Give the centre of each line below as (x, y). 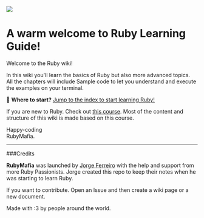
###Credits (20, 153)
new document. (26, 196)
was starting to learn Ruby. (40, 178)
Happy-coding (24, 129)
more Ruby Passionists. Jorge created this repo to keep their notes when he (101, 172)
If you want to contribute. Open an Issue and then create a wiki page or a (98, 190)
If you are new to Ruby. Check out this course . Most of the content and (95, 111)
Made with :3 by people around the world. (59, 208)
